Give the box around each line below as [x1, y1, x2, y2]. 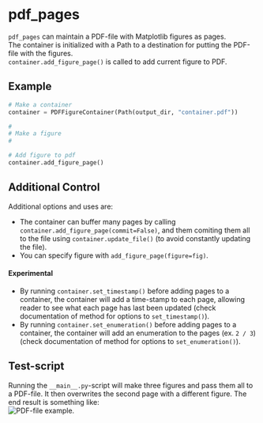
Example [8, 80, 52, 93]
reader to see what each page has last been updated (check [19, 303, 216, 312]
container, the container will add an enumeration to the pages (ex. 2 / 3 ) [19, 328, 257, 338]
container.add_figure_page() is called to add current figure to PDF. [8, 57, 227, 66]
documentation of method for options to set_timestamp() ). [19, 311, 210, 321]
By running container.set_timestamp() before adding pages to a [19, 286, 230, 296]
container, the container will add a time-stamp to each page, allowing [19, 294, 246, 304]
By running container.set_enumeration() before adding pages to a [19, 319, 237, 329]
